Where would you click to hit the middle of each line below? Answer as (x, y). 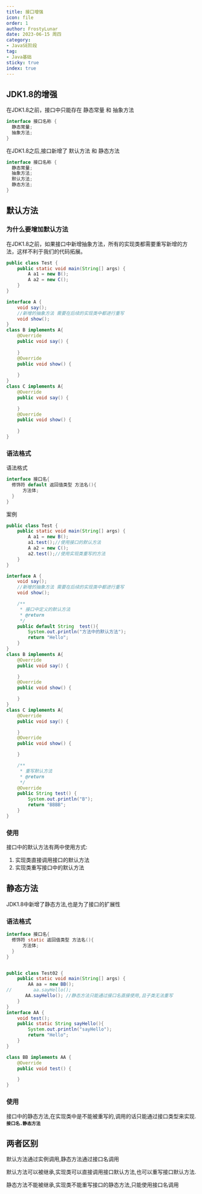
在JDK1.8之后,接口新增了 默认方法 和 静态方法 (63, 151)
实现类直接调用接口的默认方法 (52, 860)
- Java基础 (19, 57)
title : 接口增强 (25, 12)
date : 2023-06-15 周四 (34, 35)
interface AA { (25, 1012)
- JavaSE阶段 (22, 46)
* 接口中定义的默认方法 (45, 609)
